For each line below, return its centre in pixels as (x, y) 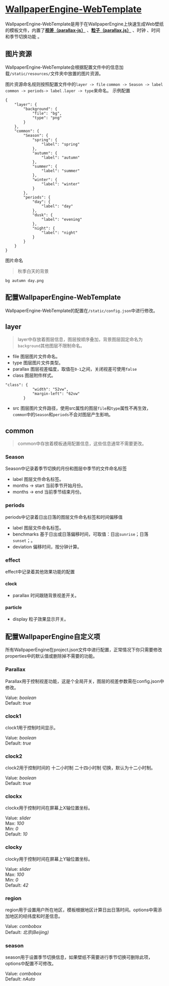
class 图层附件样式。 (34, 375)
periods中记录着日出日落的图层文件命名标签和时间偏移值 (64, 517)
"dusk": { (42, 215)
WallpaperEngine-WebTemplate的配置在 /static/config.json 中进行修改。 (81, 310)
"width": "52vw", (50, 389)
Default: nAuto (20, 979)
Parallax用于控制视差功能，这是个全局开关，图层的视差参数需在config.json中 (85, 681)
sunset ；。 (24, 540)
